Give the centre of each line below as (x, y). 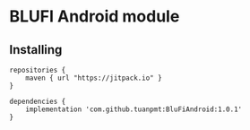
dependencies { (38, 101)
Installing (36, 50)
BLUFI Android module (95, 17)
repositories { (38, 70)
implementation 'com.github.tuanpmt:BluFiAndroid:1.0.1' (134, 109)
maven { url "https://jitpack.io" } (94, 78)
